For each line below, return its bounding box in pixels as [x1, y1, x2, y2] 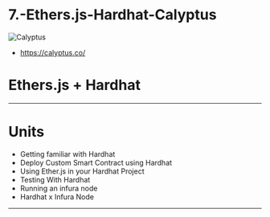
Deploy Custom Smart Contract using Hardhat [19, 158, 173, 167]
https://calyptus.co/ [19, 47, 86, 57]
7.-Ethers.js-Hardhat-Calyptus [8, 6, 217, 24]
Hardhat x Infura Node [19, 191, 95, 202]
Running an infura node [19, 183, 98, 193]
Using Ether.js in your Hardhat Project [19, 166, 145, 176]
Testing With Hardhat [19, 174, 91, 184]
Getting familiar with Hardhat [19, 149, 116, 158]
